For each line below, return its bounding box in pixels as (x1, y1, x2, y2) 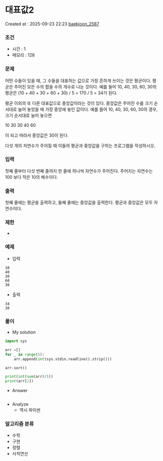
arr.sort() (5, 365, 27, 370)
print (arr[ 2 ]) (5, 379, 34, 384)
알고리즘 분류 (5, 420, 34, 427)
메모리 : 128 (12, 52, 35, 58)
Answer (12, 388, 28, 394)
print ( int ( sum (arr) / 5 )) (5, 374, 54, 379)
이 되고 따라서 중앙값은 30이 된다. (5, 132, 69, 138)
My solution (12, 329, 36, 335)
